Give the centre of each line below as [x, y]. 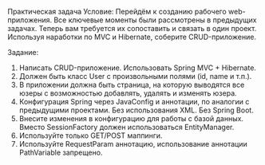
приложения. [30, 20]
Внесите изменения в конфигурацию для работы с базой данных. [131, 118]
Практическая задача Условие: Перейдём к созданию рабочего [117, 12]
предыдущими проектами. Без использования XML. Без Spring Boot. [136, 110]
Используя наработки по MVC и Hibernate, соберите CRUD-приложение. [132, 37]
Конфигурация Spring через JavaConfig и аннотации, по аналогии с [134, 102]
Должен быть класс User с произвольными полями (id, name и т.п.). [135, 76]
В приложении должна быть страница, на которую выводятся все [132, 84]
